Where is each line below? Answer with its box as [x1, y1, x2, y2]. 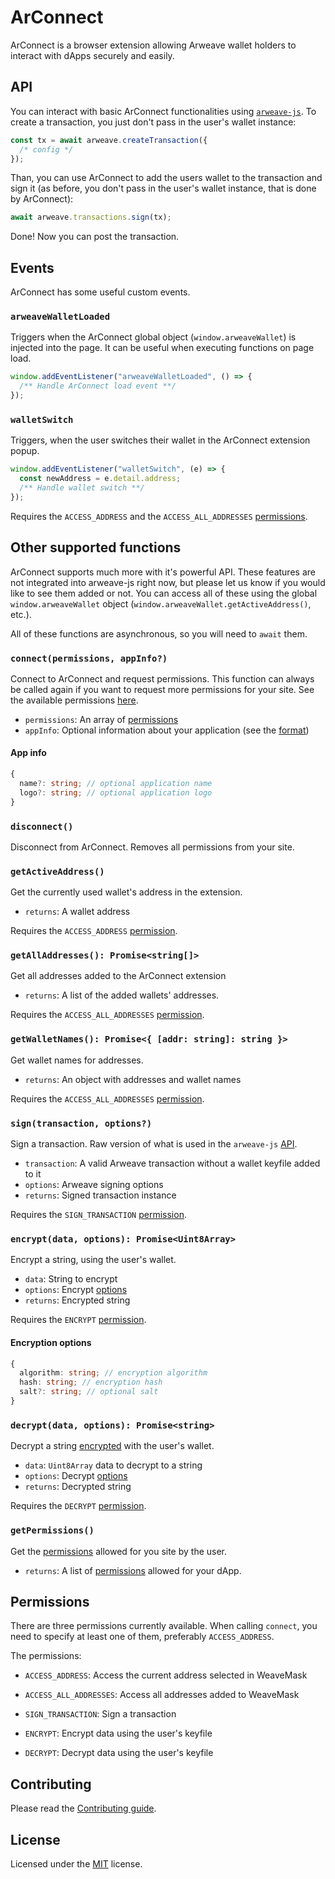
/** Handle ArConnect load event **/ [19, 381, 177, 391]
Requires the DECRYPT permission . [10, 1500, 147, 1512]
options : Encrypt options [24, 1284, 128, 1296]
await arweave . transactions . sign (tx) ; [10, 212, 172, 223]
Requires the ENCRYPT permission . [10, 1314, 147, 1326]
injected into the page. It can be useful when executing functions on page [10, 342, 315, 354]
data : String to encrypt [24, 1273, 118, 1285]
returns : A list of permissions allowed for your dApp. [24, 1564, 242, 1576]
